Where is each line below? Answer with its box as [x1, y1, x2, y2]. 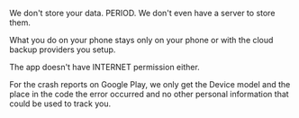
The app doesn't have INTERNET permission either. [9, 62, 200, 72]
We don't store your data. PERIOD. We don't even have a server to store [9, 8, 276, 18]
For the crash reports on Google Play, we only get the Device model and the [9, 79, 291, 89]
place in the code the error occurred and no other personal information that [9, 89, 290, 99]
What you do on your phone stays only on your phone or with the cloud [9, 35, 274, 45]
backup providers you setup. [9, 44, 116, 55]
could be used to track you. [9, 98, 111, 109]
